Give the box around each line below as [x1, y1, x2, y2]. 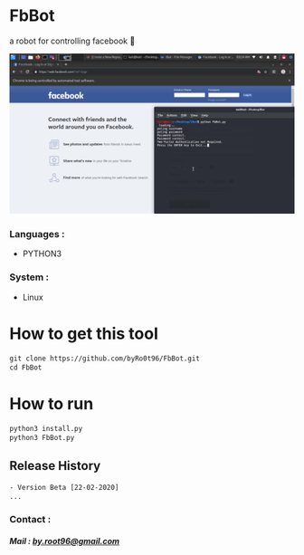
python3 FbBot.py [9, 434, 75, 443]
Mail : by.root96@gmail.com [9, 535, 120, 546]
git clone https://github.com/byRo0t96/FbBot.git [9, 354, 201, 363]
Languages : [9, 227, 65, 240]
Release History [9, 458, 101, 474]
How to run [9, 393, 94, 414]
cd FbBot [9, 363, 43, 372]
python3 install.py [9, 425, 83, 434]
